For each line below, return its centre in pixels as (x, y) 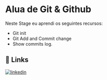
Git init (19, 33)
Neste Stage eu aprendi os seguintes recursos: (54, 23)
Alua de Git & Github (48, 9)
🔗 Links (17, 60)
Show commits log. (33, 44)
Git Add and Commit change (42, 38)
